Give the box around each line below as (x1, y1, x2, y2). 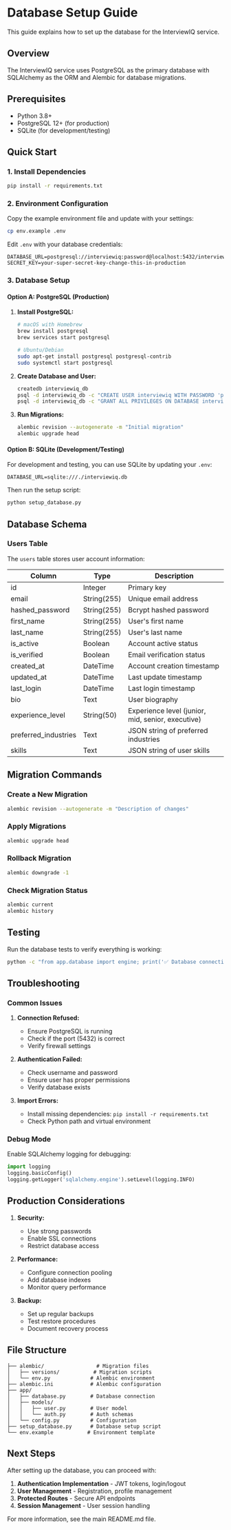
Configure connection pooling (27, 1268, 112, 1276)
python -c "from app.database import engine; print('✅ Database (7, 958, 197, 965)
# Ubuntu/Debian (16, 347, 64, 354)
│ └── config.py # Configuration (7, 1417, 137, 1424)
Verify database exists (27, 1083, 91, 1091)
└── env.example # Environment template (7, 1429, 155, 1436)
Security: (16, 1214, 45, 1222)
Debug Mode (7, 1134, 52, 1144)
